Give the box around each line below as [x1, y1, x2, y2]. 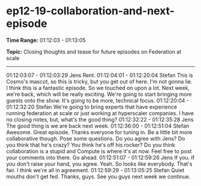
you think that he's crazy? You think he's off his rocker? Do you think [6, 141, 175, 148]
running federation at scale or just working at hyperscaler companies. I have [6, 109, 194, 117]
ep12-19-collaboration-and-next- [6, 4, 175, 18]
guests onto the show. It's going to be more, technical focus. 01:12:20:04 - [6, 97, 190, 104]
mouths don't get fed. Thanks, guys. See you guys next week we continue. [6, 173, 191, 180]
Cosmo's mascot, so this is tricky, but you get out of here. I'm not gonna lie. [6, 77, 193, 85]
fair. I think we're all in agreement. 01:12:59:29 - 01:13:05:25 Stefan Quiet [6, 166, 185, 173]
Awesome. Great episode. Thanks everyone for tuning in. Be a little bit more [6, 128, 193, 135]
